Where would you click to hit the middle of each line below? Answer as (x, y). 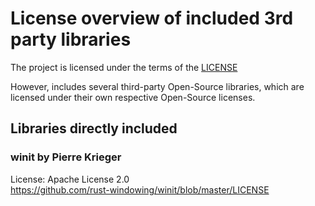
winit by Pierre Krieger (66, 157)
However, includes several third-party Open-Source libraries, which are (157, 86)
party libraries (71, 39)
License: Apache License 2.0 (70, 179)
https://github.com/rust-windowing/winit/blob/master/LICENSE (140, 189)
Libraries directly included (94, 128)
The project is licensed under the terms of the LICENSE (124, 67)
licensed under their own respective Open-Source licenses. (133, 97)
